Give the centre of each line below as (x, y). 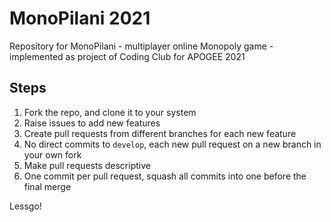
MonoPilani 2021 (80, 18)
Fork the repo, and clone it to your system (110, 112)
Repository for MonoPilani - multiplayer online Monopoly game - (141, 46)
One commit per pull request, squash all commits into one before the (165, 176)
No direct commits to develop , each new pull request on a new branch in (172, 144)
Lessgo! (25, 206)
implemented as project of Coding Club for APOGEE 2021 (127, 56)
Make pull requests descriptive (87, 165)
